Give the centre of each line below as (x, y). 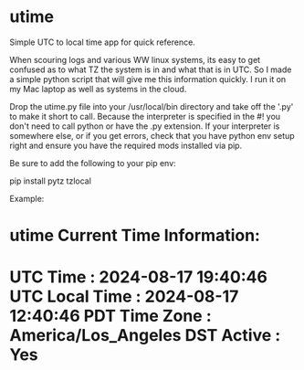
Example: (27, 198)
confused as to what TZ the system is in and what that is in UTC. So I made (151, 69)
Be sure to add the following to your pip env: (93, 163)
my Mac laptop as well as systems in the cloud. (98, 89)
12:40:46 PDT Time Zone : (110, 316)
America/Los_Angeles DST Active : (145, 336)
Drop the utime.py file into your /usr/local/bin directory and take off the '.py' (152, 106)
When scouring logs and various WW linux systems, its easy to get (135, 59)
